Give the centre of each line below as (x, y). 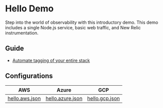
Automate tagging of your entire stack (51, 60)
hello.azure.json (64, 98)
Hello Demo (29, 9)
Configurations (29, 76)
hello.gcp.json (104, 98)
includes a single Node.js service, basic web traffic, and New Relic (73, 27)
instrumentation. (22, 33)
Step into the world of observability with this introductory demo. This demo (82, 22)
